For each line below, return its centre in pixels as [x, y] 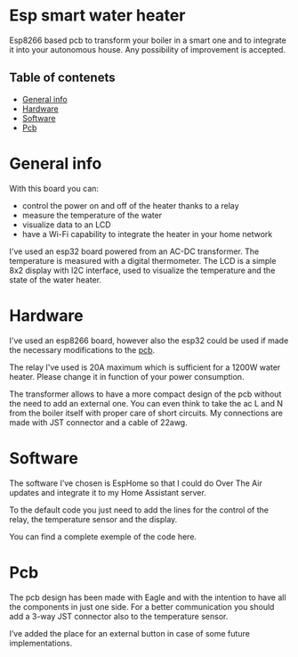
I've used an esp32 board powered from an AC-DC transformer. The [134, 251]
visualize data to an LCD [66, 225]
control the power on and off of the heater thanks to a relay [130, 205]
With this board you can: [54, 188]
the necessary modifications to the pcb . [82, 349]
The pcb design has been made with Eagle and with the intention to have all [148, 597]
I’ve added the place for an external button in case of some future [130, 633]
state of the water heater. [56, 279]
